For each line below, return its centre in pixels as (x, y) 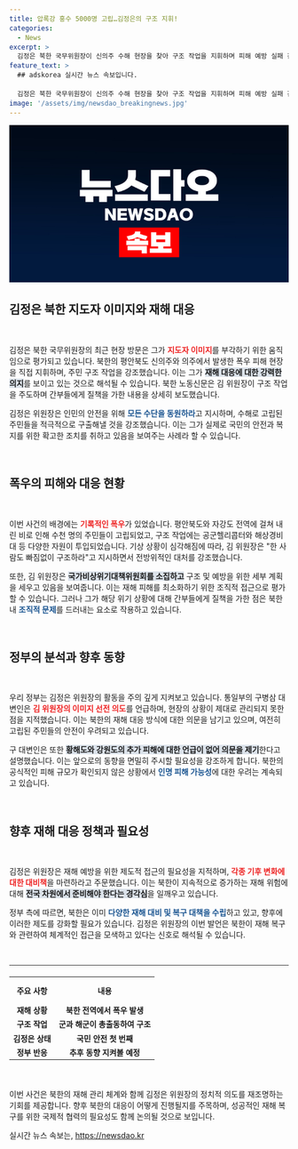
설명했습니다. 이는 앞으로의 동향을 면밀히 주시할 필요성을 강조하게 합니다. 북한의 (146, 761)
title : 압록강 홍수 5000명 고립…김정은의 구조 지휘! (94, 19)
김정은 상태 (32, 1038)
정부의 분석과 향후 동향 (67, 658)
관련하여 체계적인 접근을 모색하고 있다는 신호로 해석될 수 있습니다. (132, 935)
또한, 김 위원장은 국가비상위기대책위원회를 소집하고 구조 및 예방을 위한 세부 (138, 576)
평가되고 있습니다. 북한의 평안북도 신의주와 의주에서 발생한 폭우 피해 (150, 361)
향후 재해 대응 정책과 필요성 (79, 831)
